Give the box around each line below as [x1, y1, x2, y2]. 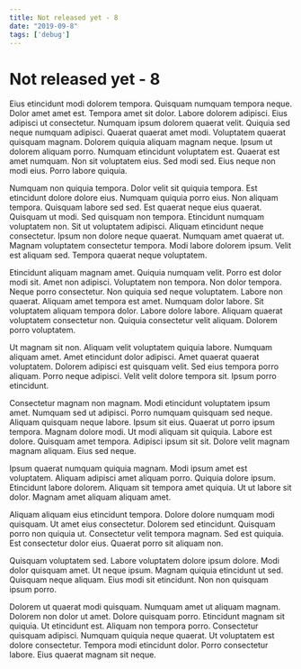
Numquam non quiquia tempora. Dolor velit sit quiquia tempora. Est [9, 183, 258, 194]
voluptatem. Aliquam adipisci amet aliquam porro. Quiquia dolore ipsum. [9, 473, 276, 484]
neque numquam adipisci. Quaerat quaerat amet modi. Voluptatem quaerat [9, 127, 286, 138]
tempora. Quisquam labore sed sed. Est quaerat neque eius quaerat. [9, 202, 262, 212]
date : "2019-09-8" [9, 22, 78, 31]
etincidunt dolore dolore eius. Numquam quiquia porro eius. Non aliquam [9, 193, 279, 203]
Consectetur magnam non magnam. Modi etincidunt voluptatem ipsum [9, 398, 270, 409]
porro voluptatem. [9, 325, 76, 336]
